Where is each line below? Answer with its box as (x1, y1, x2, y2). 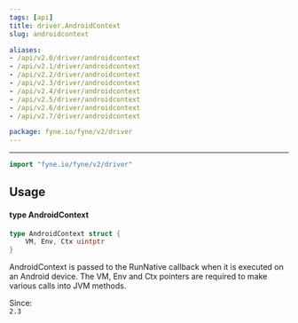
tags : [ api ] (9, 12, 53, 22)
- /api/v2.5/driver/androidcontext (9, 95, 141, 104)
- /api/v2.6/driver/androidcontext (9, 103, 141, 112)
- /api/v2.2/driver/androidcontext (9, 70, 141, 80)
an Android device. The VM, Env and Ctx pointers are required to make (9, 272, 268, 282)
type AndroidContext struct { (9, 229, 122, 238)
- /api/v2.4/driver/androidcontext (9, 86, 141, 96)
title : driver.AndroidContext (9, 21, 122, 30)
